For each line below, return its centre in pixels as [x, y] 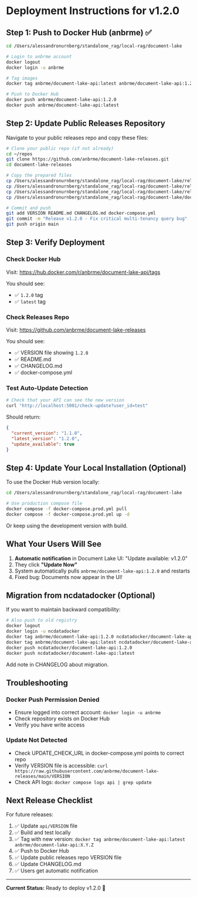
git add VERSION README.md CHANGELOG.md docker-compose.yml [81, 213]
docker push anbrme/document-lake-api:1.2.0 [61, 100]
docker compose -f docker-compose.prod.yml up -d [68, 514]
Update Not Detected [37, 740]
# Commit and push [28, 208]
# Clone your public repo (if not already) [60, 148]
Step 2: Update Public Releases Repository [86, 124]
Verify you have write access [50, 725]
